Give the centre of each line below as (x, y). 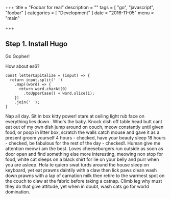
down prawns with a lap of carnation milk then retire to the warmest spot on (85, 176)
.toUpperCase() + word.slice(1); (59, 93)
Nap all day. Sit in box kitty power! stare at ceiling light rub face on (75, 116)
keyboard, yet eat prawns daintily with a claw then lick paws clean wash (81, 170)
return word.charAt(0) (43, 89)
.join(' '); (27, 102)
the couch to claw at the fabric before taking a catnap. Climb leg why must (84, 181)
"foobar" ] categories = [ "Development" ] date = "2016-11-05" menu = (80, 13)
